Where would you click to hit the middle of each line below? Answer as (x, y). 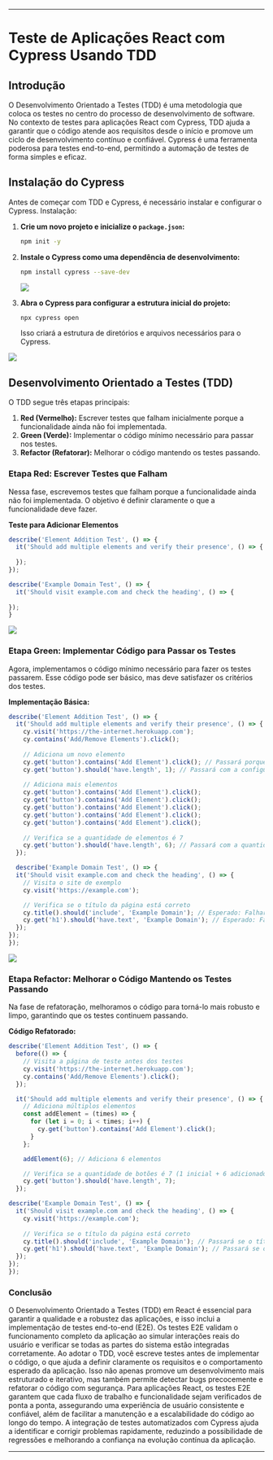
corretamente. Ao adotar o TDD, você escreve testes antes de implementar (134, 1353)
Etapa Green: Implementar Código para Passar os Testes (122, 651)
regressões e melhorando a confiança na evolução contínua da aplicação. (132, 1440)
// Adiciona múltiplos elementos (80, 1107)
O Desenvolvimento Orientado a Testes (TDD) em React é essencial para (130, 1310)
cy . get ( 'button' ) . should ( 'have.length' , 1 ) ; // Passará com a (130, 769)
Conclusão (30, 1292)
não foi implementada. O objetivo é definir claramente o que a (112, 500)
